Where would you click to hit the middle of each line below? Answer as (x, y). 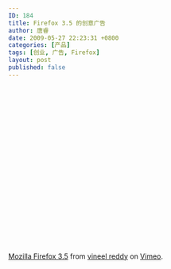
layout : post (30, 60)
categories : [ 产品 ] (39, 45)
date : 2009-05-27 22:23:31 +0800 (64, 38)
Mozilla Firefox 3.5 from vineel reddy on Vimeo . (86, 256)
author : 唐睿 (29, 30)
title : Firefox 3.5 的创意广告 (57, 23)
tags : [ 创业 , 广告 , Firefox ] (54, 53)
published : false (37, 68)
